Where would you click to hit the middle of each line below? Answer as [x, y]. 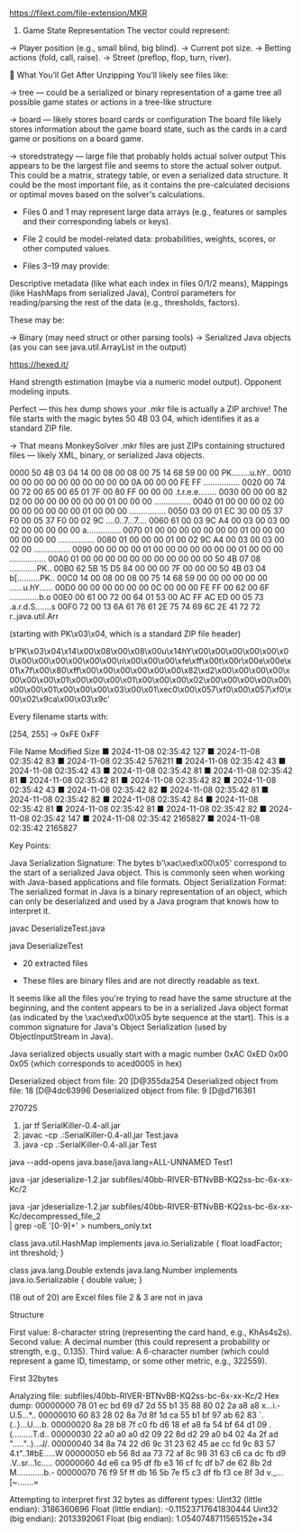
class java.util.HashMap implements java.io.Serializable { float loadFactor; [146, 1243]
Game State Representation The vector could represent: [126, 30]
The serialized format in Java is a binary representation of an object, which [148, 892]
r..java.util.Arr [34, 616]
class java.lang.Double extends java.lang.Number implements [124, 1270]
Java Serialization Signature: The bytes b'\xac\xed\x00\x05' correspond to [148, 863]
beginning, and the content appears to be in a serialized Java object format [149, 1008]
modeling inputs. [41, 392]
